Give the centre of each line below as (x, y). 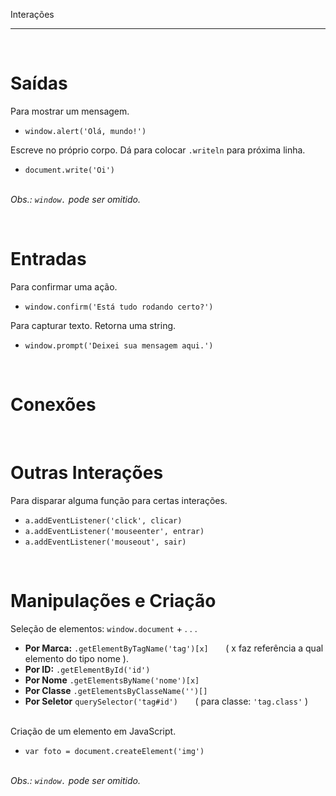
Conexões (53, 405)
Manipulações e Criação (113, 600)
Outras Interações (87, 473)
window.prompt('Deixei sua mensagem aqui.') (119, 345)
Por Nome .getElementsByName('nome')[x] (112, 680)
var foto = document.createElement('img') (114, 751)
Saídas (39, 83)
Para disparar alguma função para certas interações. (119, 500)
